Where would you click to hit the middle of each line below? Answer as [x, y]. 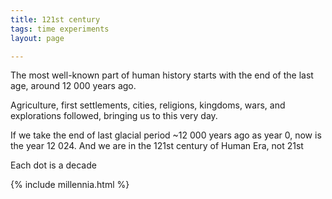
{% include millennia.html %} [70, 185]
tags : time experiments [60, 29]
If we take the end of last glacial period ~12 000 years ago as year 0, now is [166, 135]
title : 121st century [55, 19]
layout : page [37, 38]
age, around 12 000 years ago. [73, 86]
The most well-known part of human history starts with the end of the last [162, 75]
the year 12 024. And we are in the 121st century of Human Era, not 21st [157, 146]
